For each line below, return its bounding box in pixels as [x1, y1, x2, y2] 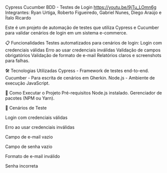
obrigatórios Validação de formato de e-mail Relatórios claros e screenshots [5, 52, 162, 58]
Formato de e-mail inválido [5, 153, 60, 159]
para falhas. [5, 57, 30, 63]
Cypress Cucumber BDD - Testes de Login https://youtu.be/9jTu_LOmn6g [5, 4, 157, 10]
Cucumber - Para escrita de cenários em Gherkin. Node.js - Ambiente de [5, 75, 155, 80]
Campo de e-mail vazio [5, 134, 53, 139]
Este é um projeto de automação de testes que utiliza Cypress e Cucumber [5, 24, 160, 30]
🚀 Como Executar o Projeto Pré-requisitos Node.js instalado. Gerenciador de [5, 90, 162, 95]
